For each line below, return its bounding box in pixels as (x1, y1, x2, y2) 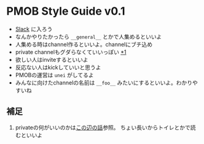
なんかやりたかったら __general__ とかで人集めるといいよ (15, 32, 162, 40)
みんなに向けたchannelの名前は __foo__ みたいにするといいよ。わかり (15, 78, 192, 86)
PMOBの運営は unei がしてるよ (15, 71, 94, 78)
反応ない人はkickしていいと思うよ (15, 63, 101, 71)
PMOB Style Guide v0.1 (6, 4, 125, 18)
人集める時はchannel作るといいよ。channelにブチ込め (15, 40, 152, 48)
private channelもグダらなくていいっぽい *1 (15, 48, 127, 56)
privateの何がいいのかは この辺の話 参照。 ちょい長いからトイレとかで (15, 124, 190, 131)
